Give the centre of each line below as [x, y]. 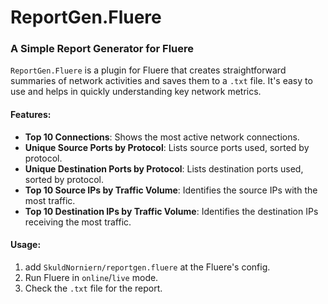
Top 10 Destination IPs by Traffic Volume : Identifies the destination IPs [171, 211]
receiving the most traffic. [78, 222]
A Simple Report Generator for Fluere [102, 49]
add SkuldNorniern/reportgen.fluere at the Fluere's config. [147, 267]
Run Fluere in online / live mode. [91, 277]
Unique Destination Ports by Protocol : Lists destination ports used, [164, 168]
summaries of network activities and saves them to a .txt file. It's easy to [161, 81]
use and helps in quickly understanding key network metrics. [136, 92]
